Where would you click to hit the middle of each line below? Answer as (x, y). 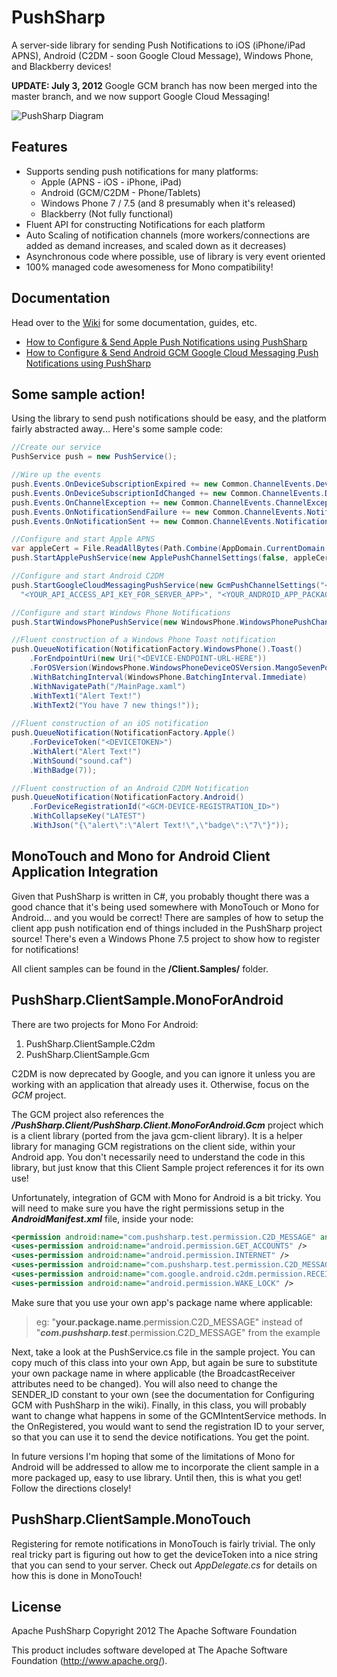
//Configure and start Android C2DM (87, 576)
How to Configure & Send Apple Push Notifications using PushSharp (166, 342)
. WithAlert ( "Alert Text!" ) (85, 751)
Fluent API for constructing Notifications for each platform (145, 224)
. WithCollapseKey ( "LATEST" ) (87, 816)
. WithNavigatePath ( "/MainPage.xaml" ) (108, 686)
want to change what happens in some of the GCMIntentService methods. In (169, 1415)
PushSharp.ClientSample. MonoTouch (131, 1519)
